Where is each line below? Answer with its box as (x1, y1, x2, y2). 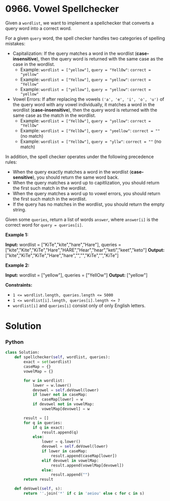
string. (12, 206, 26, 212)
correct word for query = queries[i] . (5, 222, 83, 228)
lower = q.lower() (41, 439, 81, 445)
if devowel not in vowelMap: (32, 402, 95, 407)
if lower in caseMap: (41, 449, 88, 454)
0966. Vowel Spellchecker (5, 3, 119, 15)
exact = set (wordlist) (23, 359, 72, 365)
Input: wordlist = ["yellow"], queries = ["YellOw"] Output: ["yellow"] (5, 272, 148, 278)
